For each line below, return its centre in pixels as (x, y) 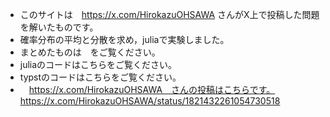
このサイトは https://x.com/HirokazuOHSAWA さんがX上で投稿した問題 (169, 14)
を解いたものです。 (59, 27)
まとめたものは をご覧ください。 (90, 52)
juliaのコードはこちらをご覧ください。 (98, 64)
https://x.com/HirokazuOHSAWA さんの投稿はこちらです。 (152, 89)
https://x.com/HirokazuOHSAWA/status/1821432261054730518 (150, 101)
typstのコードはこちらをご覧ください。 (100, 77)
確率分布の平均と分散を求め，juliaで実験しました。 (124, 39)
